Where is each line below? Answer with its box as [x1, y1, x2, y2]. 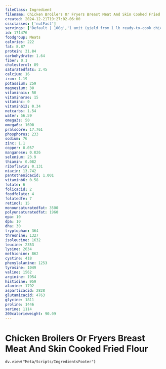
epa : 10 [5, 214, 21, 219]
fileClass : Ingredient [5, 7, 52, 12]
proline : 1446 [5, 302, 35, 307]
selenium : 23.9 [5, 155, 37, 159]
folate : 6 [5, 182, 26, 187]
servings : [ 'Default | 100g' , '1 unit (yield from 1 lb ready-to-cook [5, 26, 152, 31]
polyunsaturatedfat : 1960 [5, 210, 58, 215]
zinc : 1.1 [5, 141, 26, 146]
